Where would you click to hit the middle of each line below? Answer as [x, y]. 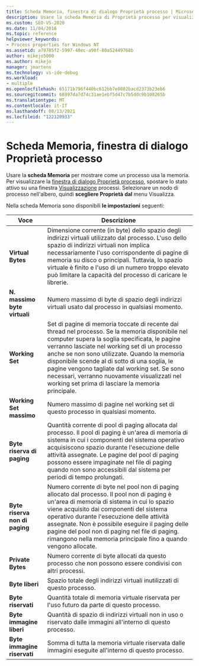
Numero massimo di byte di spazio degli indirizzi [115, 300]
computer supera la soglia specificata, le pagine [114, 339]
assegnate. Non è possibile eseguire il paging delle [118, 524]
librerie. [58, 282]
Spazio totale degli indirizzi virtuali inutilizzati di [113, 580]
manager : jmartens [29, 67]
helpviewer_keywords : [33, 39]
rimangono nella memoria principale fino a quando [117, 539]
